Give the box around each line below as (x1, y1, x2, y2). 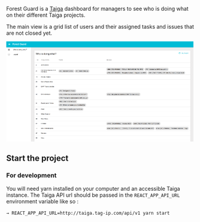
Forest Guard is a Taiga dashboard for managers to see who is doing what (6, 5, 189, 12)
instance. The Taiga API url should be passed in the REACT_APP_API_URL (6, 191, 180, 199)
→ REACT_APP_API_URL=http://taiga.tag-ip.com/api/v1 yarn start (6, 210, 170, 216)
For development (6, 171, 57, 179)
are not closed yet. (6, 29, 53, 37)
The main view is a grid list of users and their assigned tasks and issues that (6, 23, 195, 30)
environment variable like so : (6, 197, 79, 205)
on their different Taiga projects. (6, 11, 86, 19)
